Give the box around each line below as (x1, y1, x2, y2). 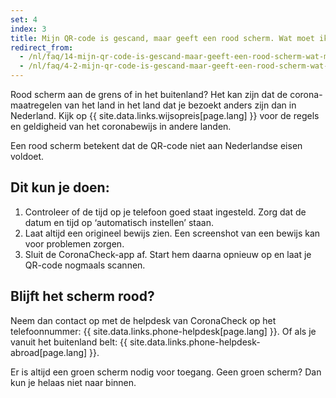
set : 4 (10, 14, 38, 25)
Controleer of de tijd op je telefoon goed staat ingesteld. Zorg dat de (24, 206, 307, 218)
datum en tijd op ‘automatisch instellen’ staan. (24, 216, 215, 228)
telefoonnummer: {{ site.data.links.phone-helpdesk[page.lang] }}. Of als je (10, 325, 317, 337)
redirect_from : (10, 42, 74, 53)
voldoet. (10, 151, 45, 162)
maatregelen (10, 99, 63, 111)
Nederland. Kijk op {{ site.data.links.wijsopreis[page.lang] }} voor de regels (10, 110, 320, 121)
